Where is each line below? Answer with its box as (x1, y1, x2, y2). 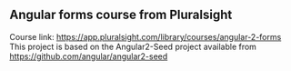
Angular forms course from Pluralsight (9, 7, 233, 23)
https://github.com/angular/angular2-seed (9, 50, 168, 62)
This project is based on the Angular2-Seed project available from (9, 41, 257, 52)
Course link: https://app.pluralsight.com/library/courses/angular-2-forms (9, 31, 282, 42)
